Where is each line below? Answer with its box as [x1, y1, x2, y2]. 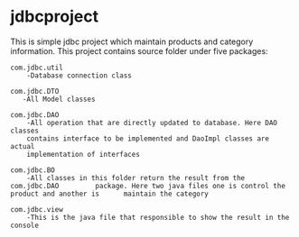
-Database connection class [26, 70, 132, 80]
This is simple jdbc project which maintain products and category [10, 36, 254, 47]
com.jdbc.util [10, 63, 64, 72]
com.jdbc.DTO [10, 87, 60, 96]
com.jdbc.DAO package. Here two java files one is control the [10, 181, 285, 190]
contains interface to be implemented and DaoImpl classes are [26, 133, 270, 143]
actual [10, 141, 35, 150]
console [10, 221, 40, 230]
